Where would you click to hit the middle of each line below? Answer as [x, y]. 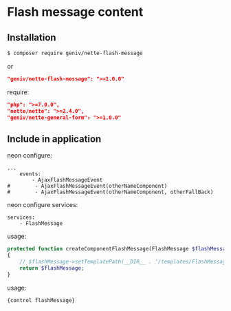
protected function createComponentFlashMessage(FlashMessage [98, 249]
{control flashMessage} [41, 300]
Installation [32, 37]
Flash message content [75, 12]
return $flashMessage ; [52, 268]
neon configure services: [43, 205]
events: [30, 174]
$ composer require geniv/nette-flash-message [75, 53]
